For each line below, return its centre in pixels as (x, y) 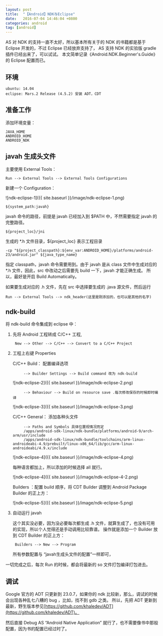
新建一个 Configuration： (31, 188)
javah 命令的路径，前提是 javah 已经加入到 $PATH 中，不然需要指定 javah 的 (81, 216)
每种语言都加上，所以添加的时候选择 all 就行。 (58, 467)
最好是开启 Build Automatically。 (47, 276)
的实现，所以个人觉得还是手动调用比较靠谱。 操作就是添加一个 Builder (82, 529)
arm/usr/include (29, 436)
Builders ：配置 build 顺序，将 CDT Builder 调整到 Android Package (80, 487)
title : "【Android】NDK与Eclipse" (40, 14)
